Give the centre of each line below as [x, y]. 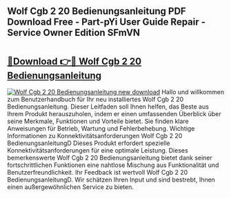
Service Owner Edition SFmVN [73, 33]
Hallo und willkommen [193, 92]
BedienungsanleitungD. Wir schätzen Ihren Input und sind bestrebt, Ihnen [111, 179]
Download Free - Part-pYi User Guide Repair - [106, 22]
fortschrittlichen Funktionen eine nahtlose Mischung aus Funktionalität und [113, 165]
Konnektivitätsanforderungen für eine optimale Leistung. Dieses [98, 150]
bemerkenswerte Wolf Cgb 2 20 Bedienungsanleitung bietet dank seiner [110, 158]
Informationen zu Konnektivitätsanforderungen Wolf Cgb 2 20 [95, 136]
